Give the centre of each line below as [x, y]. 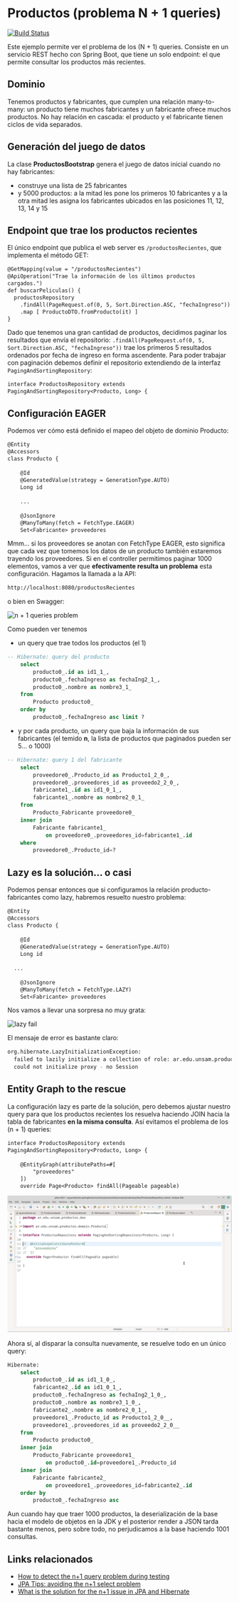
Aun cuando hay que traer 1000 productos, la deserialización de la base [113, 1514]
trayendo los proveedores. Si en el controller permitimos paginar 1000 [110, 559]
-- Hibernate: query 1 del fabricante [65, 760]
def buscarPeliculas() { [44, 291]
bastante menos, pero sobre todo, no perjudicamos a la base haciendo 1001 [118, 1529]
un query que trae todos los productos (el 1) [82, 643]
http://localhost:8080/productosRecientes [71, 588]
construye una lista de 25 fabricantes [72, 185]
